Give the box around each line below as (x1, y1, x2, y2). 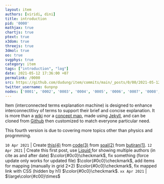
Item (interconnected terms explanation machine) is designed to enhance (5, 102, 152, 108)
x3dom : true (5, 39, 29, 44)
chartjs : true (5, 30, 34, 35)
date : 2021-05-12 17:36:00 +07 (5, 71, 69, 76)
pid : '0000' (5, 21, 29, 26)
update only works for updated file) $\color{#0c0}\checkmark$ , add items (5, 158, 155, 164)
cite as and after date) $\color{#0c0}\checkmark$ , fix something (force (5, 153, 149, 159)
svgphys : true (5, 57, 34, 62)
